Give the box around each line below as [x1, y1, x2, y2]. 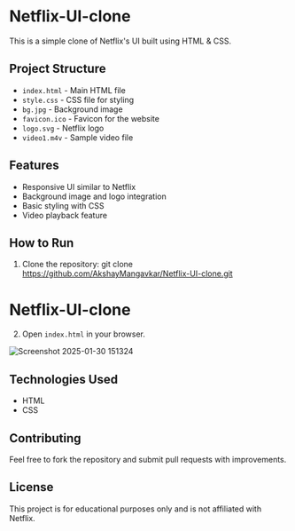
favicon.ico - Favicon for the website [21, 113, 159, 123]
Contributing [9, 431, 82, 446]
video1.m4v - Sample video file [21, 131, 134, 143]
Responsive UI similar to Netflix [21, 181, 136, 192]
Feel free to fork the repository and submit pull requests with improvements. [9, 454, 287, 464]
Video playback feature [21, 210, 108, 220]
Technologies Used [9, 371, 118, 387]
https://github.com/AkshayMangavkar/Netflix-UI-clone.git [21, 268, 233, 279]
